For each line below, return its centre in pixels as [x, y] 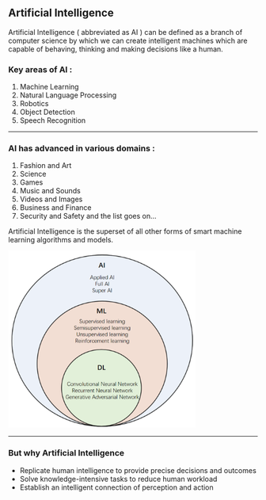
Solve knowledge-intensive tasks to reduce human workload [118, 479]
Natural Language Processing [68, 95]
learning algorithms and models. [61, 240]
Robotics [34, 104]
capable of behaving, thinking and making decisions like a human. [116, 49]
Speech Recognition [53, 120]
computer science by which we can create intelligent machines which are [128, 40]
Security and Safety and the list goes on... [88, 216]
